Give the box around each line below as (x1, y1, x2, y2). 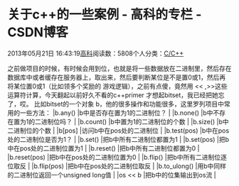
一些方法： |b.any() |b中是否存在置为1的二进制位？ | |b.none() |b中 (19, 108, 213, 117)
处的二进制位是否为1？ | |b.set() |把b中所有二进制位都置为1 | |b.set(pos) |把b (7, 135, 230, 143)
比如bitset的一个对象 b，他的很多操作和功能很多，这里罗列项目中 (33, 99, 224, 108)
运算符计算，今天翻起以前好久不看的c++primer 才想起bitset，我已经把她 (7, 90, 219, 99)
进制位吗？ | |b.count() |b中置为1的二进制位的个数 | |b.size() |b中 (41, 117, 229, 126)
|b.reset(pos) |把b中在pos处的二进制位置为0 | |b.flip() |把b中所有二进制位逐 (7, 153, 228, 161)
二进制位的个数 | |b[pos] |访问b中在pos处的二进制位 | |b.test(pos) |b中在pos (7, 126, 230, 135)
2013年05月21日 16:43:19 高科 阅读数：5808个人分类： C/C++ (7, 49, 184, 58)
